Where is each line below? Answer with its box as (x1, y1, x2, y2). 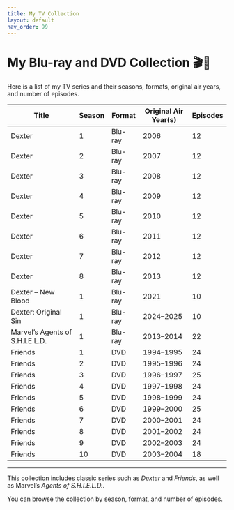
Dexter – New (10, 287, 55, 297)
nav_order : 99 (7, 23, 49, 30)
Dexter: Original (10, 308, 62, 317)
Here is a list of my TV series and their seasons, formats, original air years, (7, 82, 221, 91)
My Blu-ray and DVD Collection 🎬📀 (7, 54, 211, 70)
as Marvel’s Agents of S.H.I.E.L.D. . (7, 481, 105, 490)
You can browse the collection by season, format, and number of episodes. (7, 495, 223, 503)
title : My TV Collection (7, 10, 79, 17)
